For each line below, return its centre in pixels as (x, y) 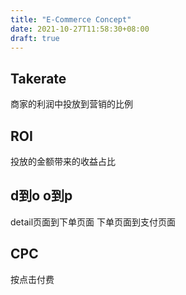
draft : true (35, 38)
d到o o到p (41, 196)
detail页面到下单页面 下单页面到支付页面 (93, 222)
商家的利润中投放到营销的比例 (71, 104)
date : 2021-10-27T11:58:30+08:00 (80, 29)
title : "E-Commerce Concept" (71, 19)
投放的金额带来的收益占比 (63, 161)
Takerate (38, 78)
